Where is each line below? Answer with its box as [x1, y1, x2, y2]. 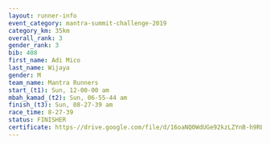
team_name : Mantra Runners [8, 78, 99, 86]
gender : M [8, 71, 42, 79]
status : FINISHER [8, 116, 67, 124]
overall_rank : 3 [8, 34, 63, 42]
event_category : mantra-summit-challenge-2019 [8, 19, 167, 27]
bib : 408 [8, 49, 38, 57]
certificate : [8, 123, 52, 131]
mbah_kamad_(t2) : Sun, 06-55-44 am [8, 94, 128, 102]
